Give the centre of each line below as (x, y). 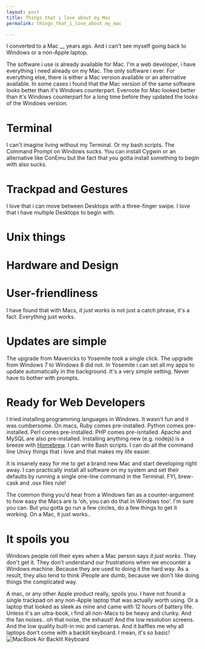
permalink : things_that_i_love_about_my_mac (64, 23)
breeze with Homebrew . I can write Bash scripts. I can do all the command (100, 445)
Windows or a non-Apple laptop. (47, 53)
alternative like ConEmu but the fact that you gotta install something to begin (103, 158)
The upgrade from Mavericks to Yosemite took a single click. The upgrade (100, 358)
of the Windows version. (37, 103)
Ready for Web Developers (76, 402)
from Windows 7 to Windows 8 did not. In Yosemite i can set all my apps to (100, 365)
